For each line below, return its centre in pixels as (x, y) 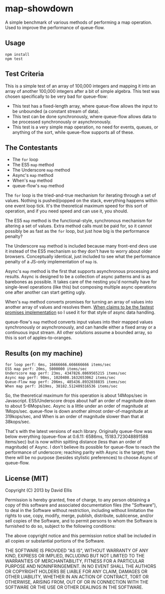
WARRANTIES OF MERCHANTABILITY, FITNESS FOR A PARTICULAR (75, 561)
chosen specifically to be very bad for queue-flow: (57, 96)
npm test (14, 59)
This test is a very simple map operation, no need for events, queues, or (85, 127)
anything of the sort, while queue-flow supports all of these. (73, 132)
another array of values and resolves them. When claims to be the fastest (80, 307)
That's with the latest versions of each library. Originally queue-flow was (79, 431)
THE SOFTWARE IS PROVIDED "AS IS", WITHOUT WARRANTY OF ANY (77, 551)
